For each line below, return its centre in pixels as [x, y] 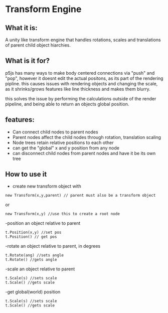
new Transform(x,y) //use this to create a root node [63, 214]
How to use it [26, 174]
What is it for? [28, 61]
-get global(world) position [33, 292]
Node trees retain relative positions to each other [63, 142]
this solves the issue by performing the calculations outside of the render [81, 98]
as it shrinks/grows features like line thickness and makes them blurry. [78, 89]
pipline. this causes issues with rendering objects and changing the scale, [81, 83]
